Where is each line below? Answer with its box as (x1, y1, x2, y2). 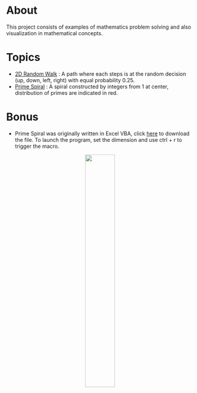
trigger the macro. (14, 143, 60, 150)
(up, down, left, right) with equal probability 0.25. (14, 76, 135, 83)
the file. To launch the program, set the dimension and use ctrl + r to (14, 136, 183, 143)
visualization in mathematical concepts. (6, 29, 103, 36)
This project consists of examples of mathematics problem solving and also (6, 23, 192, 30)
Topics (6, 51, 40, 64)
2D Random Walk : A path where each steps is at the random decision (14, 70, 186, 78)
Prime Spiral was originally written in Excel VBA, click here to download (14, 129, 190, 137)
